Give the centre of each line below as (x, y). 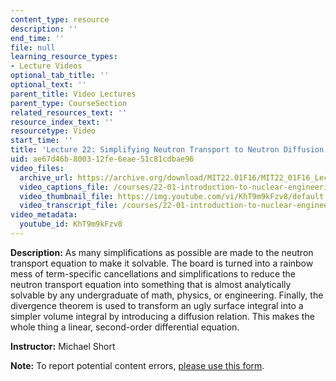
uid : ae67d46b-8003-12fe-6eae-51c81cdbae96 (102, 159)
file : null (33, 47)
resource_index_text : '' (62, 122)
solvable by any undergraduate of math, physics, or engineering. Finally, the (167, 295)
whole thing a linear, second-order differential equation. (125, 327)
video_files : (37, 168)
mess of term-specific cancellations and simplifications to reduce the (153, 273)
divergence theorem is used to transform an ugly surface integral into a (157, 305)
